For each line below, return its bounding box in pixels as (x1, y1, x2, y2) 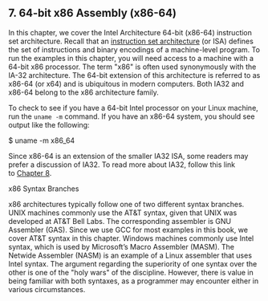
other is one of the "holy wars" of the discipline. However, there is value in (8, 267, 254, 277)
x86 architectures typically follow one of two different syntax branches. (8, 199, 245, 209)
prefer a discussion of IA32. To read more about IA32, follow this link (8, 160, 235, 169)
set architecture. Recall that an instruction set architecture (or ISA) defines (8, 36, 254, 46)
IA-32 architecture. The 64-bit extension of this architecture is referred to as (8, 70, 261, 79)
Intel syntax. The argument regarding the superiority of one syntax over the (8, 258, 258, 268)
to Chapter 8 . (8, 168, 52, 177)
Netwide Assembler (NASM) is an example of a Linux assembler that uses (8, 250, 253, 260)
